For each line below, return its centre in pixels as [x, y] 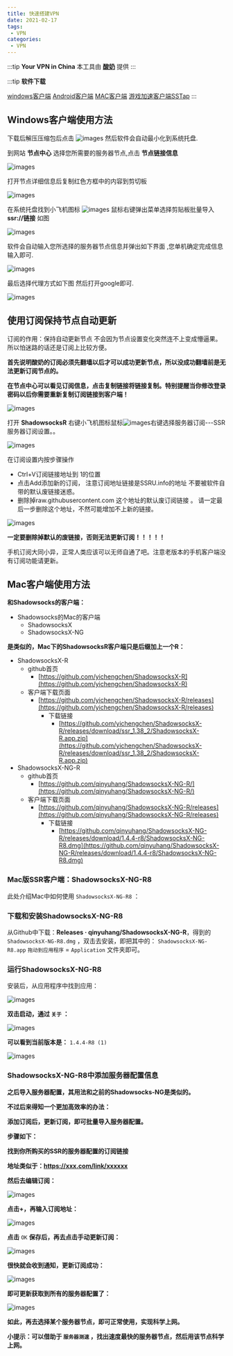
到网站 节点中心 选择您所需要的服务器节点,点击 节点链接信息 [93, 153]
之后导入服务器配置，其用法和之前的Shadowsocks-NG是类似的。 [101, 1092]
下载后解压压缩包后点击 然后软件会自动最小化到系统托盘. [103, 138]
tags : [15, 26]
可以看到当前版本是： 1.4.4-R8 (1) [57, 1042]
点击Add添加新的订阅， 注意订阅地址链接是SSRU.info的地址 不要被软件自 [121, 483]
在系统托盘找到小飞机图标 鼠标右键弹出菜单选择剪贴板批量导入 [111, 209]
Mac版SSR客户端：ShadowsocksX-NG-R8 [80, 879]
